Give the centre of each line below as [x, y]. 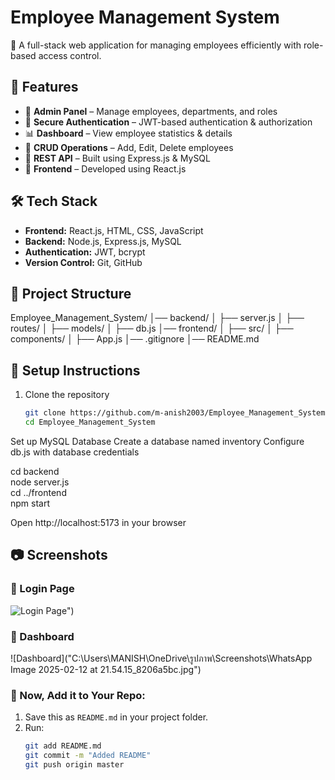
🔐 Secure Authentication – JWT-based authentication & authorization [168, 122]
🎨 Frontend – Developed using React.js [105, 168]
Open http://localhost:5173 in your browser [98, 522]
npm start [30, 503]
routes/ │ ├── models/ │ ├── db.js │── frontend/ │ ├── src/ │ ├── [152, 328]
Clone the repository [67, 395]
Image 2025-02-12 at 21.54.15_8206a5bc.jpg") [106, 669]
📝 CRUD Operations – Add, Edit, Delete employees [129, 147]
